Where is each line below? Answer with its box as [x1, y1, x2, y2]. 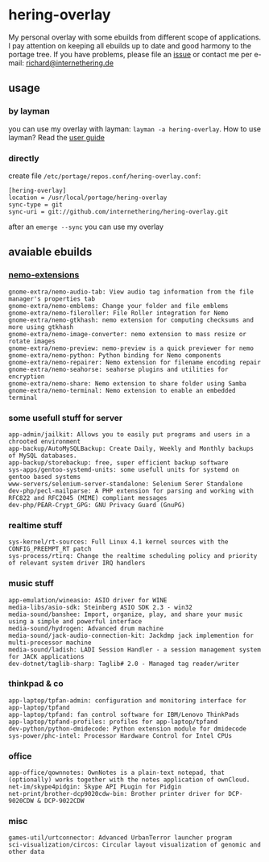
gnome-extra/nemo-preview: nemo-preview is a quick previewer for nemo [8, 344, 254, 352]
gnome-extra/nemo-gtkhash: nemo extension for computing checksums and [8, 316, 254, 324]
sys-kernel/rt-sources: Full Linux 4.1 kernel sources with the [8, 538, 229, 546]
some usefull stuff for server [8, 412, 123, 423]
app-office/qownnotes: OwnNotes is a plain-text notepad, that [8, 768, 226, 777]
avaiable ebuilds [8, 245, 93, 259]
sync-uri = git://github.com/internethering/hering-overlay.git [8, 207, 229, 215]
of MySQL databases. [8, 452, 78, 460]
